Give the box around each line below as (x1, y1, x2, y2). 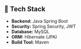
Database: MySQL (11, 28, 50, 35)
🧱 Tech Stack (4, 5, 46, 13)
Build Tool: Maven (11, 39, 49, 45)
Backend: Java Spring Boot (11, 18, 68, 24)
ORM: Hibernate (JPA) (11, 34, 57, 40)
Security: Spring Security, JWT (11, 23, 76, 29)
